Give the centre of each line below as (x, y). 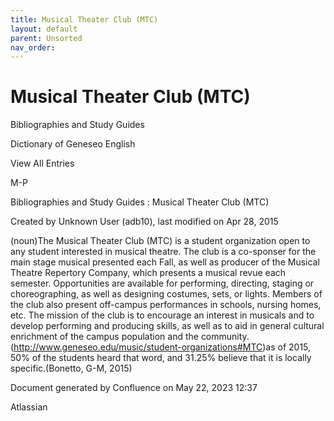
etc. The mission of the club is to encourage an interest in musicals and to (162, 315)
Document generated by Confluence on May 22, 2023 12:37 (134, 388)
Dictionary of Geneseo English (73, 144)
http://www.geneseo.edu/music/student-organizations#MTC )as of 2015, (162, 347)
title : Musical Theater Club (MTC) (84, 19)
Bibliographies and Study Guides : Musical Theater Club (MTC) (140, 202)
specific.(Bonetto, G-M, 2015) (71, 368)
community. (225, 337)
